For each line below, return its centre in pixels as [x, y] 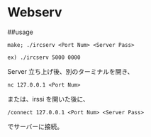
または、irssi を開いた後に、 [49, 99]
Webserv [35, 12]
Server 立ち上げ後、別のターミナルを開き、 [71, 71]
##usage [21, 32]
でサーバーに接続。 [35, 126]
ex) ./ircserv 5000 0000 [44, 57]
